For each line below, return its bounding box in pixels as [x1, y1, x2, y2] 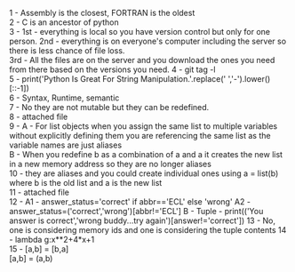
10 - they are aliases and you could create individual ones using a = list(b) [9, 168, 279, 179]
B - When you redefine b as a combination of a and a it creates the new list [9, 149, 283, 159]
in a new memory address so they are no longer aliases [9, 159, 211, 169]
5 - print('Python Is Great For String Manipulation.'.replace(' [9, 74, 227, 84]
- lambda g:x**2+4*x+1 [9, 235, 95, 244]
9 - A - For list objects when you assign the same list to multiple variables [9, 121, 278, 132]
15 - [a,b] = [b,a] [9, 244, 69, 254]
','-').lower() [227, 74, 271, 84]
